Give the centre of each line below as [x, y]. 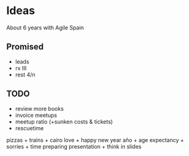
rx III [21, 68]
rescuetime [29, 128]
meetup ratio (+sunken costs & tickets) [64, 121]
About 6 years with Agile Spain [45, 28]
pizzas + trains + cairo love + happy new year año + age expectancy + [95, 140]
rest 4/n [25, 75]
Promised [25, 47]
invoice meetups [36, 115]
